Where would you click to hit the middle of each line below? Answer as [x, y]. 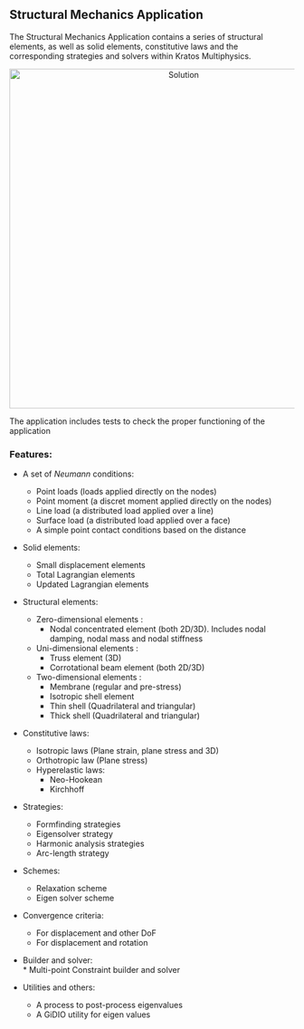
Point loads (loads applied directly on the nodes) [126, 492]
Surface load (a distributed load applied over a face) [133, 521]
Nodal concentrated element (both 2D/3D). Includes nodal [158, 630]
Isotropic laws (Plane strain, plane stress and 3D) [128, 751]
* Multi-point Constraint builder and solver [101, 970]
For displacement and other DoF [96, 933]
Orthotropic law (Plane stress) [92, 761]
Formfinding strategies [78, 824]
